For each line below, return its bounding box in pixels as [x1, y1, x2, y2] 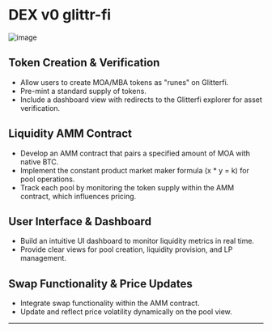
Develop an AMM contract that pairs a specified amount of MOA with [19, 148, 251, 158]
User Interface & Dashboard [8, 215, 152, 228]
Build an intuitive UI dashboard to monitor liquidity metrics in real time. [19, 236, 255, 246]
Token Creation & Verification [8, 56, 160, 70]
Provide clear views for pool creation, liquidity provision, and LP [19, 245, 233, 254]
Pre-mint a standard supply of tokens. [19, 86, 147, 96]
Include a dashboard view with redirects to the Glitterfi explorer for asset [19, 95, 263, 104]
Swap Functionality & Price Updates [8, 277, 193, 291]
